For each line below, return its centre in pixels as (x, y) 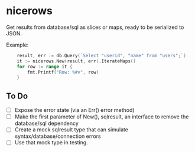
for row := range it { (45, 67)
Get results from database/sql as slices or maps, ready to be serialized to (95, 27)
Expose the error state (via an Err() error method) (74, 110)
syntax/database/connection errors (58, 136)
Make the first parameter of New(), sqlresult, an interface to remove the (102, 117)
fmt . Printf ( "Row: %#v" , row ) (63, 72)
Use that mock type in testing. (51, 143)
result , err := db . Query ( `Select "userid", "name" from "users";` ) (101, 55)
